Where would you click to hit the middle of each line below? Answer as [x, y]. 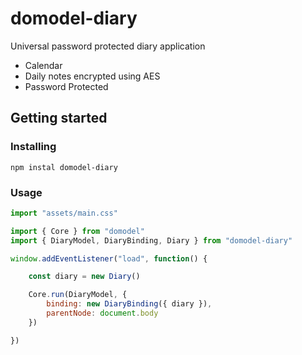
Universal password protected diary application [108, 46]
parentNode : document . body [102, 313]
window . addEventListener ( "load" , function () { [109, 258]
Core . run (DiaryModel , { [78, 295]
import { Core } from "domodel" [77, 231]
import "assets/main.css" [64, 213]
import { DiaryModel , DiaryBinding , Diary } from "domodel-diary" [151, 240]
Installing [33, 147]
